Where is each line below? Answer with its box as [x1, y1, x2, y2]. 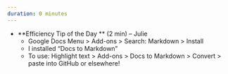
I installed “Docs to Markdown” [27, 44, 118, 52]
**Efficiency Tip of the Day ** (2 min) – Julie [17, 29, 148, 38]
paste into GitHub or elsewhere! [27, 59, 120, 67]
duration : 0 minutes [7, 10, 68, 17]
